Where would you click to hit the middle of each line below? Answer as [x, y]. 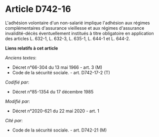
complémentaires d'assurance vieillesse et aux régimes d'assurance [75, 28]
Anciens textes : [21, 57]
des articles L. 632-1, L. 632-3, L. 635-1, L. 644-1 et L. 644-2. [68, 39]
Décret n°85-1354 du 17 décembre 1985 [53, 91]
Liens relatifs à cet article [32, 48]
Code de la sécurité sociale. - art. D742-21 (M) [60, 130]
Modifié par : [18, 101]
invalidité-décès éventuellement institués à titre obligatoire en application [79, 33]
